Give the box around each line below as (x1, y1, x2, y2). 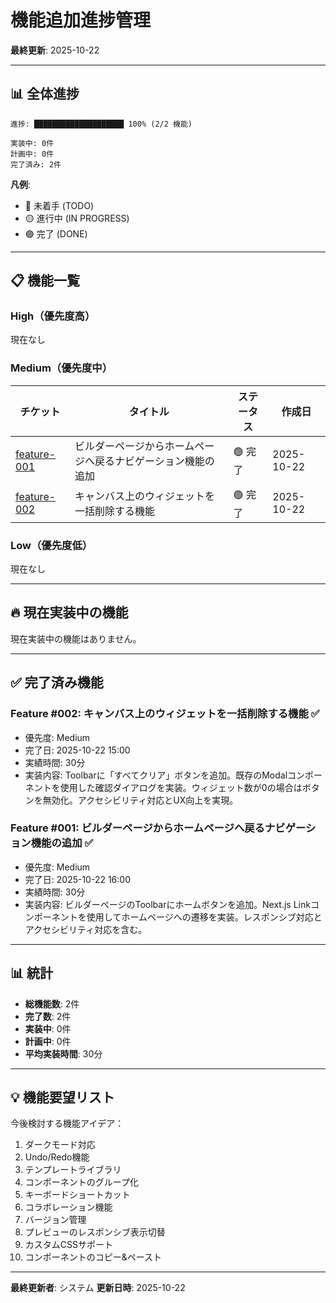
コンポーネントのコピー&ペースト (24, 1251, 163, 1263)
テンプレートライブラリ (24, 1164, 122, 1176)
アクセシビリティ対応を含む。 (24, 923, 148, 935)
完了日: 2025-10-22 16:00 (24, 873, 132, 885)
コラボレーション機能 (24, 1201, 113, 1213)
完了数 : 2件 (24, 1010, 72, 1022)
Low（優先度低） (10, 538, 93, 552)
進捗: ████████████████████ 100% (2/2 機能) (10, 119, 193, 129)
